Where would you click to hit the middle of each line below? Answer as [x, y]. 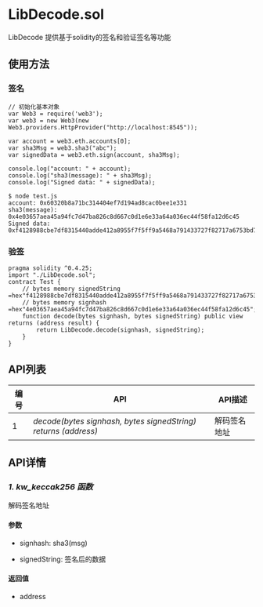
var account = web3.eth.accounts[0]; [70, 141]
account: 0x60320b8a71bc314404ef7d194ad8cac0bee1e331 [98, 203]
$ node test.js [33, 196]
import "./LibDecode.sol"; [52, 275]
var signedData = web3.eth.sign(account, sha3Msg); [94, 154]
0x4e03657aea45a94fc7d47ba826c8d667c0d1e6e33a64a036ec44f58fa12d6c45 [124, 216]
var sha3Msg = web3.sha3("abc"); [63, 148]
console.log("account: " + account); [70, 169]
